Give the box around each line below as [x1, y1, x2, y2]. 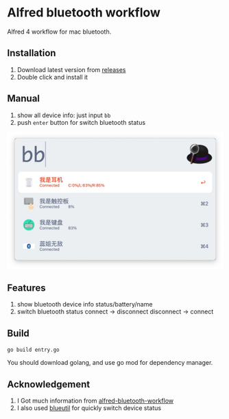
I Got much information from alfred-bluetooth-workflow [16, 396, 173, 405]
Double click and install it [16, 73, 88, 81]
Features [7, 282, 46, 294]
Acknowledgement [7, 379, 91, 390]
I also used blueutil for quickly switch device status [16, 403, 162, 412]
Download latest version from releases [16, 65, 126, 73]
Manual [7, 93, 40, 104]
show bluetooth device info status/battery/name [16, 300, 153, 309]
